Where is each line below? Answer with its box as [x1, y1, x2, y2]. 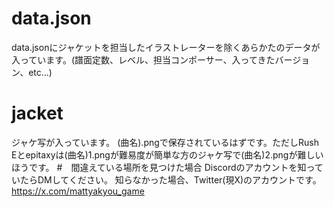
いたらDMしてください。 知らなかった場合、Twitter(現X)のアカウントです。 [11, 173, 322, 186]
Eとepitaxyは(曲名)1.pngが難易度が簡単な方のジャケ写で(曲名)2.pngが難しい [11, 148, 324, 161]
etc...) [28, 66, 53, 78]
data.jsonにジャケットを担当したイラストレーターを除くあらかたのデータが [11, 41, 321, 53]
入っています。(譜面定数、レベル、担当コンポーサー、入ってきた [11, 53, 276, 66]
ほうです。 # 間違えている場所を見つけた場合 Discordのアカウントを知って [11, 161, 324, 173]
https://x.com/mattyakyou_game [11, 185, 145, 197]
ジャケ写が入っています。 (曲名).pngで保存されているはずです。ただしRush [11, 136, 319, 148]
